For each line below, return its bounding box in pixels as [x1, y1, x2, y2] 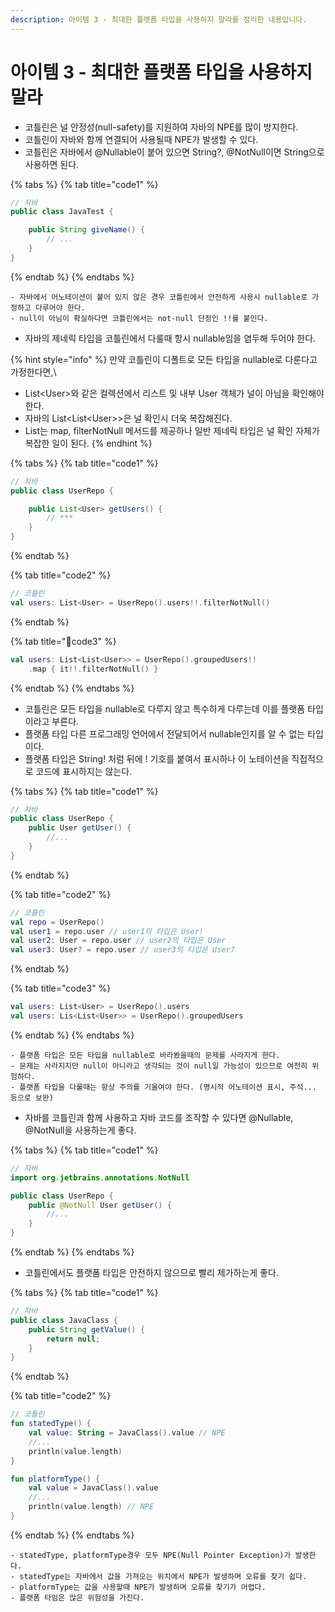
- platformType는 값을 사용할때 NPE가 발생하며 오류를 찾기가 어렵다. [10, 1582, 267, 1592]
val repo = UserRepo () [10, 917, 105, 927]
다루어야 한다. [34, 302, 86, 313]
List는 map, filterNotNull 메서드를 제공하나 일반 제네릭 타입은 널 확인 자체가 [24, 424, 320, 436]
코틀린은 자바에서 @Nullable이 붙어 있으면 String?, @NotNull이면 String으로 [24, 146, 325, 158]
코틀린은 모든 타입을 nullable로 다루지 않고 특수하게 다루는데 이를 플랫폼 [24, 702, 306, 715]
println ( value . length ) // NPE [28, 1502, 155, 1512]
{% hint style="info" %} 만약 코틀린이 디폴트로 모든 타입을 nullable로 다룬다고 [10, 353, 318, 365]
